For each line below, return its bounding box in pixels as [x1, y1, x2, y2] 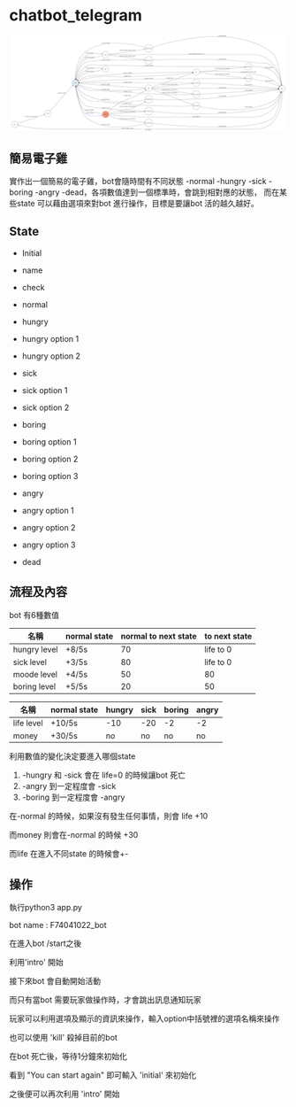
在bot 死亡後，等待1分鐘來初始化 [9, 1050, 128, 1061]
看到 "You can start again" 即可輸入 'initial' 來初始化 [9, 1069, 197, 1080]
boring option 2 [21, 453, 79, 464]
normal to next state [120, 631, 197, 641]
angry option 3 [21, 539, 76, 550]
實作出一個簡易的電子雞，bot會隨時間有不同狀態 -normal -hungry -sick [9, 176, 267, 186]
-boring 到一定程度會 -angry [21, 792, 125, 802]
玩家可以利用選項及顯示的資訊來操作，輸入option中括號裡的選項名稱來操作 [9, 1013, 280, 1024]
